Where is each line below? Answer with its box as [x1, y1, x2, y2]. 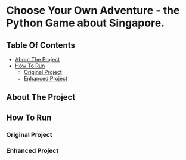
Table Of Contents [6, 40, 76, 50]
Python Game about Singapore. [6, 16, 165, 30]
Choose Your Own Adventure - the [6, 4, 180, 17]
